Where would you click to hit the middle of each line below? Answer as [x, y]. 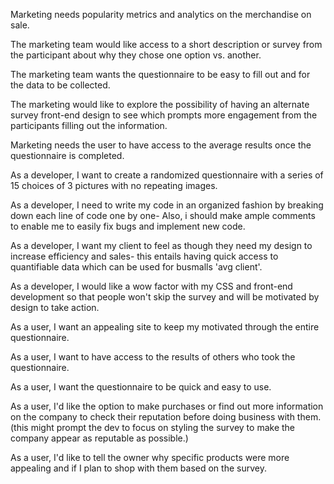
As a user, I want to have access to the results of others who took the [153, 357]
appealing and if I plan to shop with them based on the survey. [138, 468]
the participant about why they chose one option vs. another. [136, 55]
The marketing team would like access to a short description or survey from [166, 44]
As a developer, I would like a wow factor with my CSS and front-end [151, 286]
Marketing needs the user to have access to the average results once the [161, 145]
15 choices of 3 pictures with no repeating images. [114, 185]
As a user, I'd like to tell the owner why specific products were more [150, 457]
